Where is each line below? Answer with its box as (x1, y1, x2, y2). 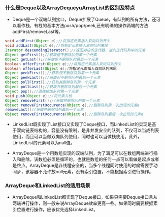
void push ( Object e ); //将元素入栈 (5, 93, 72, 98)
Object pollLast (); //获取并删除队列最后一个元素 (5, 85, 97, 90)
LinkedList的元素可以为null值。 (12, 140, 75, 146)
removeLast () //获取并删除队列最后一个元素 (5, 107, 84, 112)
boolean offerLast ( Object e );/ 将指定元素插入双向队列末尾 (5, 66, 117, 71)
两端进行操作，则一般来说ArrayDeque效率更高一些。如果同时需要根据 (12, 200, 154, 206)
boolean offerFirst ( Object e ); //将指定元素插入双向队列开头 (5, 62, 122, 66)
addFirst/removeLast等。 (12, 29, 63, 35)
